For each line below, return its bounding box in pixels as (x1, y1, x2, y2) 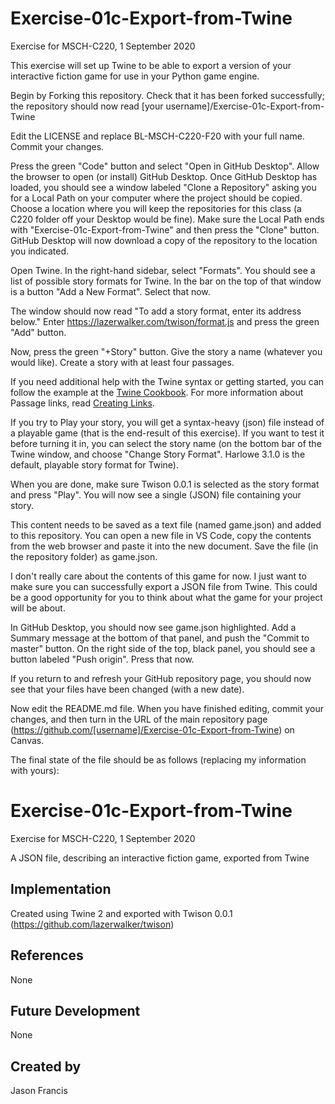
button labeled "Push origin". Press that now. (10, 653, 195, 665)
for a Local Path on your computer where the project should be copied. (10, 192, 303, 204)
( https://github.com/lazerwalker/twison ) (10, 918, 175, 930)
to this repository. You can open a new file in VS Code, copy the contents (10, 529, 312, 541)
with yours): (10, 764, 60, 776)
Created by (10, 1058, 82, 1075)
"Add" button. (10, 326, 67, 338)
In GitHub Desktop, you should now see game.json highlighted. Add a (10, 621, 297, 633)
